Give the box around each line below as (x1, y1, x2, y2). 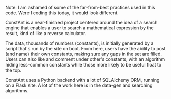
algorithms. (5, 88, 29, 93)
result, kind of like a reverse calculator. (5, 30, 87, 36)
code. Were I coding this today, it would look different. (5, 10, 119, 16)
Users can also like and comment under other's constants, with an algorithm (5, 56, 165, 62)
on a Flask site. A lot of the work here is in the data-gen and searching (5, 82, 153, 88)
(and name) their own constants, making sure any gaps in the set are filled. (5, 51, 162, 57)
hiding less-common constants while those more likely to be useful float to (5, 62, 162, 68)
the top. (5, 67, 22, 73)
